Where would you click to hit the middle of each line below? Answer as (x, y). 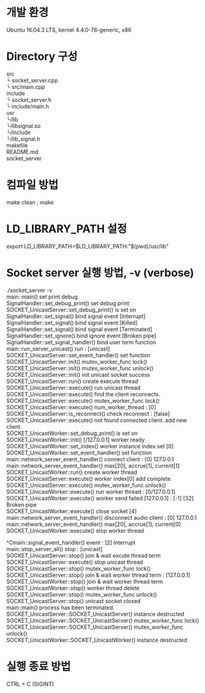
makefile (17, 145)
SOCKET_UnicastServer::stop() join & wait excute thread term (84, 555)
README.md (22, 152)
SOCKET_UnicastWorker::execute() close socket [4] (72, 511)
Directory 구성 (42, 57)
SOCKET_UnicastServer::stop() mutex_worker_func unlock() (82, 595)
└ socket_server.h (29, 100)
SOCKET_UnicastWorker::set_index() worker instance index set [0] (90, 446)
